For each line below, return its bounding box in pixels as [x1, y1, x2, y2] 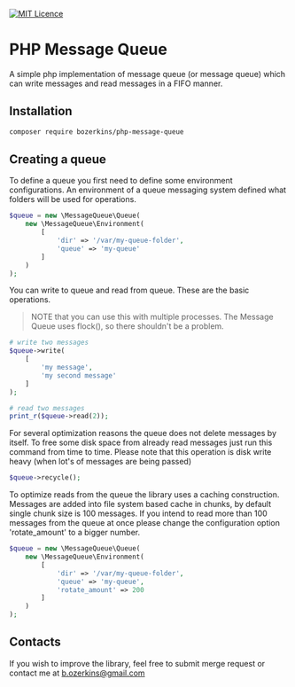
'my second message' [41, 371, 117, 380]
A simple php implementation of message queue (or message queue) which [9, 68, 286, 79]
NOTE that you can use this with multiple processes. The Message [30, 311, 274, 323]
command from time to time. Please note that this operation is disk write [9, 447, 272, 457]
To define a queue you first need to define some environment [9, 176, 233, 186]
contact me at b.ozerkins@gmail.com [9, 667, 145, 678]
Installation [9, 104, 73, 119]
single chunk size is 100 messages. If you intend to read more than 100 [9, 508, 268, 519]
